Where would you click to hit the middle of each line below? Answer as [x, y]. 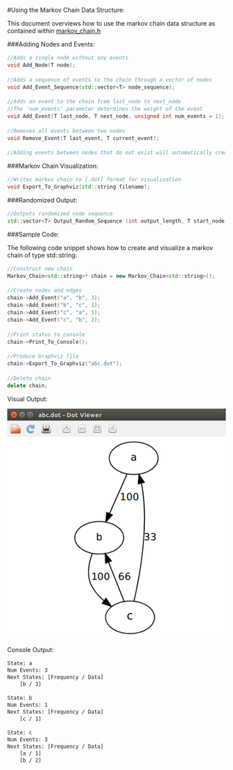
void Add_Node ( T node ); [42, 65]
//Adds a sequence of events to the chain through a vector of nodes [110, 80]
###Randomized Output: [42, 200]
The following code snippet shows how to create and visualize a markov [110, 247]
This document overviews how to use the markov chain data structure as [111, 23]
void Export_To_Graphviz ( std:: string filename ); [79, 187]
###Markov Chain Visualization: [53, 166]
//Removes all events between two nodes [67, 131]
